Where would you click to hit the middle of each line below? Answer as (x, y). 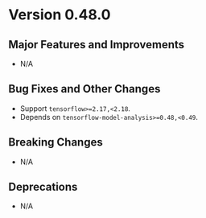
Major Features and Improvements (97, 45)
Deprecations (43, 187)
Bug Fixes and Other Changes (84, 89)
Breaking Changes (56, 142)
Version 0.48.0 (60, 15)
